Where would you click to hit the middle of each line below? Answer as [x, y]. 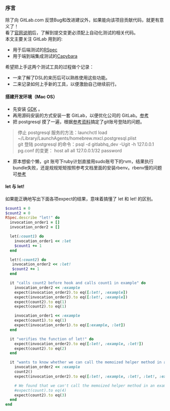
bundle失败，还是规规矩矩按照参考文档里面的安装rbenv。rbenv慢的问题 [87, 167]
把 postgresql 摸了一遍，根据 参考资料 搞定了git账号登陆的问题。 [79, 122]
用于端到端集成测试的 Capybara [45, 56]
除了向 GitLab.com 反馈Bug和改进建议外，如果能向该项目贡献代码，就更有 [82, 20]
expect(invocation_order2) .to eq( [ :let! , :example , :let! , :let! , [86, 376]
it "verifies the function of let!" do [52, 339]
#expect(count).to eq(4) [40, 390]
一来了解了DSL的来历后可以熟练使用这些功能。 [61, 78]
